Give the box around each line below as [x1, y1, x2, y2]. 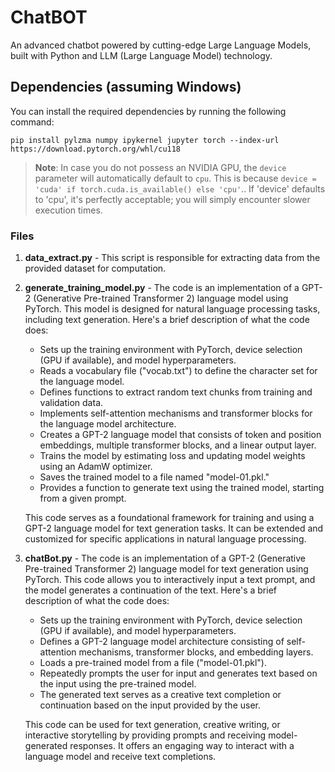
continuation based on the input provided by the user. [39, 699, 261, 711]
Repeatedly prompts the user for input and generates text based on [39, 667, 318, 680]
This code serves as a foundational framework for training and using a [24, 512, 315, 524]
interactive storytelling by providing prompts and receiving [24, 729, 267, 741]
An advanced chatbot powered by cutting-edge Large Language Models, [10, 39, 312, 51]
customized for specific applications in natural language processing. [24, 533, 307, 545]
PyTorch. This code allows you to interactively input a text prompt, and [24, 574, 316, 586]
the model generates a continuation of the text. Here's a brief [24, 584, 277, 596]
